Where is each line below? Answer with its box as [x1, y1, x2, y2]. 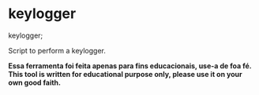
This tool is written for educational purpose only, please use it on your [8, 69, 242, 79]
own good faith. [8, 78, 62, 87]
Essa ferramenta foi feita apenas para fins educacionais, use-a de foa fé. [8, 60, 252, 71]
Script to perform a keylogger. [8, 46, 107, 55]
